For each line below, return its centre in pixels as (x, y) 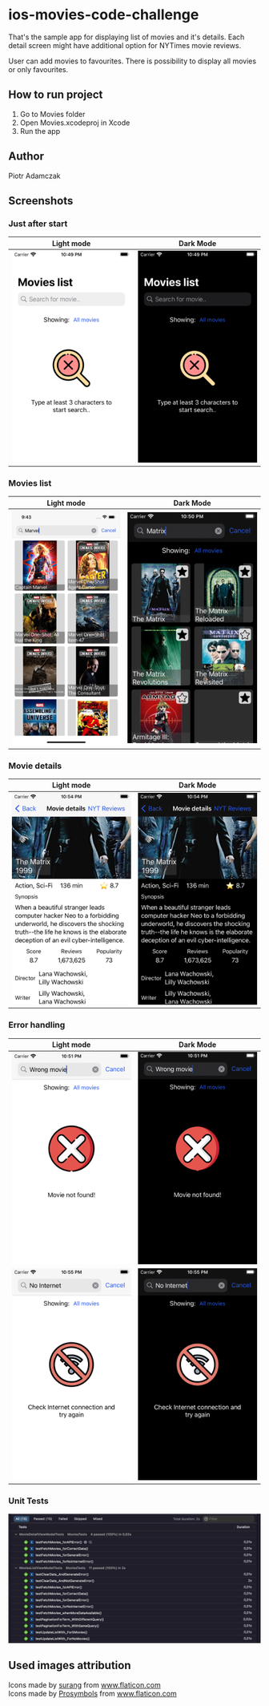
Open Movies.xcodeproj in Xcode (75, 123)
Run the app (40, 131)
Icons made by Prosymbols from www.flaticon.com (93, 1693)
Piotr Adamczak (34, 176)
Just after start (38, 224)
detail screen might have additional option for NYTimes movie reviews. (125, 45)
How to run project (56, 95)
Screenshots (41, 201)
